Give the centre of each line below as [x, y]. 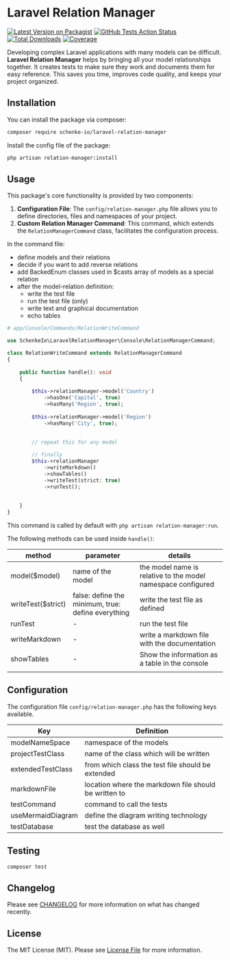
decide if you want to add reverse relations [77, 265]
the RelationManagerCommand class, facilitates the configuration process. [118, 231]
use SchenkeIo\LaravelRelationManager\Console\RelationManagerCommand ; [111, 341]
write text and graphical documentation [83, 308]
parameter [103, 555]
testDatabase [32, 826]
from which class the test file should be [148, 764]
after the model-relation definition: [65, 287]
